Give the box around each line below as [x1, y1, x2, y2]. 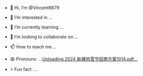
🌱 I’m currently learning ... [10, 24, 64, 30]
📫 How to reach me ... [10, 44, 57, 49]
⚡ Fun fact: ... [10, 66, 38, 72]
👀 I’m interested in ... [10, 14, 53, 20]
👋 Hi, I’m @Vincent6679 [10, 5, 59, 10]
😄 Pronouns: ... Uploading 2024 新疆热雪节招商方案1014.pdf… [10, 56, 138, 62]
